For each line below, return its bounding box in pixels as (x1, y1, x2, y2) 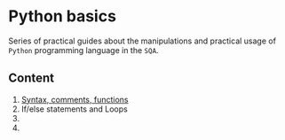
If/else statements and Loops (20, 104, 128, 114)
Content (8, 71, 55, 86)
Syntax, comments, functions (20, 94, 129, 105)
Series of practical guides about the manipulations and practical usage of (8, 35, 277, 46)
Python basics (8, 6, 117, 27)
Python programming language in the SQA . (8, 44, 159, 55)
